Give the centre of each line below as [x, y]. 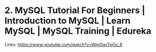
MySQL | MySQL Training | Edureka [78, 31]
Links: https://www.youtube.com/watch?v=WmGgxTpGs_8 [63, 44]
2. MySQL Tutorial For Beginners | [75, 10]
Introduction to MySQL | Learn [68, 21]
